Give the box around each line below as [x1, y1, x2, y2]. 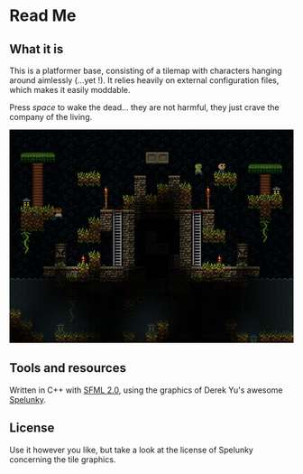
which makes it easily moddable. [9, 85, 131, 95]
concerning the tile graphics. [9, 453, 116, 465]
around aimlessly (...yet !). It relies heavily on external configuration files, [9, 75, 280, 86]
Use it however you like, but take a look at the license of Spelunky [9, 444, 254, 455]
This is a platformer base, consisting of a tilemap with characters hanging [9, 65, 282, 76]
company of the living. [9, 112, 93, 122]
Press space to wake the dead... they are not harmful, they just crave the [9, 102, 280, 113]
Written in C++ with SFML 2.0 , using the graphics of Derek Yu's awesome [9, 385, 283, 395]
